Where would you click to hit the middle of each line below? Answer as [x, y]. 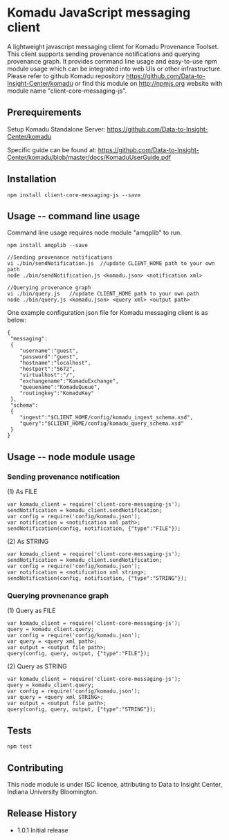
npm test [20, 747]
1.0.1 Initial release [43, 830]
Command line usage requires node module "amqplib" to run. [94, 232]
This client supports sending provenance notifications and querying [104, 54]
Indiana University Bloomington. [53, 792]
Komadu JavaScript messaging [99, 13]
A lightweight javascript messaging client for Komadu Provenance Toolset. [113, 46]
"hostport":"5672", [48, 369]
